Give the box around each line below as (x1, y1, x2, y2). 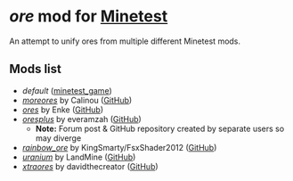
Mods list (9, 62, 62, 77)
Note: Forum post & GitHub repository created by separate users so (35, 123, 285, 134)
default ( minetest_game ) (21, 85, 113, 95)
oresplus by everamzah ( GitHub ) (21, 113, 142, 124)
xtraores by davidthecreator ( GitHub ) (21, 160, 159, 171)
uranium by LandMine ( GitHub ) (21, 152, 136, 162)
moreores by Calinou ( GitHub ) (21, 95, 133, 105)
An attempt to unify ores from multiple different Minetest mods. (9, 36, 241, 46)
